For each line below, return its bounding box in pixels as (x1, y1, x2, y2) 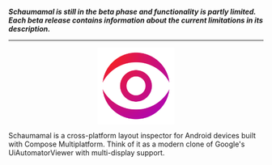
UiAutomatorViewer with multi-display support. (8, 148, 165, 158)
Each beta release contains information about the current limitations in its (8, 15, 263, 25)
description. (8, 24, 51, 33)
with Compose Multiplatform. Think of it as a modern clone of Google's (8, 139, 245, 149)
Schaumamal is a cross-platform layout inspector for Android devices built (8, 131, 257, 141)
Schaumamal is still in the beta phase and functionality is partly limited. (8, 7, 257, 16)
